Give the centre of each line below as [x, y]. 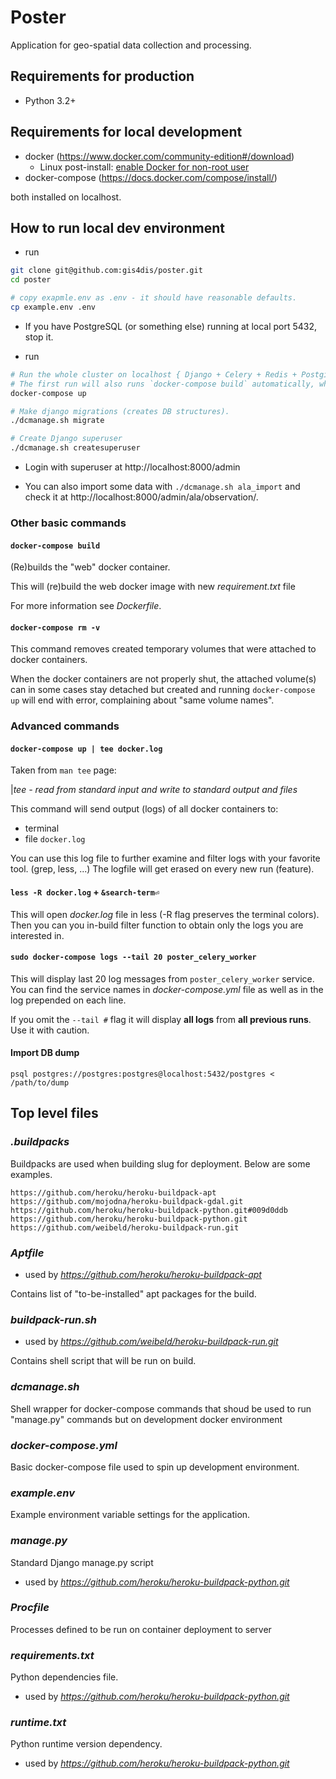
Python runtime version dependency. [86, 1744]
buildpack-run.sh [53, 1319]
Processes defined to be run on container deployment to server [141, 1629]
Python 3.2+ [50, 100]
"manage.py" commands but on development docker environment [146, 1419]
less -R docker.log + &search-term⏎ [85, 892]
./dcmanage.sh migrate [57, 421]
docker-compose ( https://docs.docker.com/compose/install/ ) [151, 177]
